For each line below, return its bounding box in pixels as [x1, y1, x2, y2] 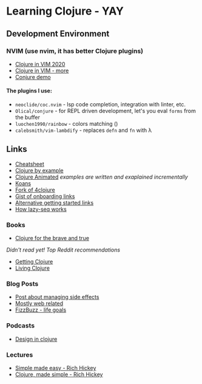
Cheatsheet [15, 160, 44, 168]
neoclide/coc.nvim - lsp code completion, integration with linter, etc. [15, 101, 186, 108]
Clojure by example [15, 166, 64, 174]
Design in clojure [15, 335, 58, 343]
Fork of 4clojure [15, 186, 56, 193]
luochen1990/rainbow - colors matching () [15, 120, 118, 128]
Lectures [6, 351, 33, 359]
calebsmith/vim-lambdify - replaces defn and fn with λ [15, 126, 152, 134]
